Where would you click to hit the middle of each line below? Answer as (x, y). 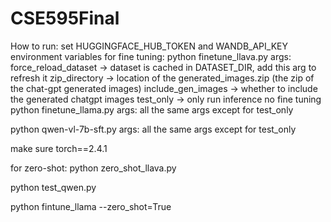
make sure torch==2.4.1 (59, 148)
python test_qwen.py (53, 187)
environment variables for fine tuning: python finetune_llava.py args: (151, 56)
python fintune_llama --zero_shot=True (91, 206)
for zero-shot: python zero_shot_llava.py (93, 168)
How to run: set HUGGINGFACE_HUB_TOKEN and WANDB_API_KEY (149, 46)
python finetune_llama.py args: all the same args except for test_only (152, 109)
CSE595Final (65, 18)
